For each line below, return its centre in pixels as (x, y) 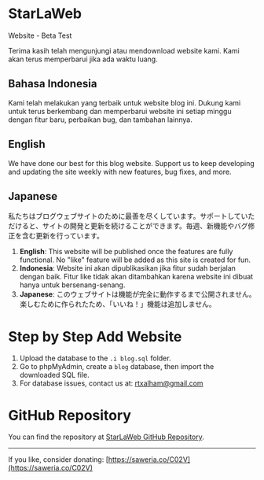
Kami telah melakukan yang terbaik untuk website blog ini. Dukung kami (125, 102)
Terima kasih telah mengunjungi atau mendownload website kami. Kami (124, 50)
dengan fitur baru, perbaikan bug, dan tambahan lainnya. (100, 120)
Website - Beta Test (40, 35)
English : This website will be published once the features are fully (126, 252)
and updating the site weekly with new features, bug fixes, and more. (120, 172)
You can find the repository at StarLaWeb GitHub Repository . (106, 437)
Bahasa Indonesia (53, 84)
